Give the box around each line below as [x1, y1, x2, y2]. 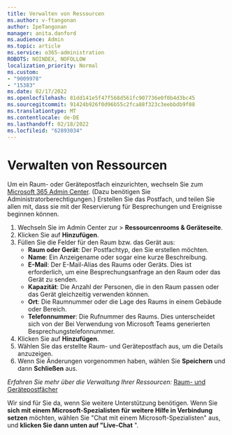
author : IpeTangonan [7, 23, 68, 30]
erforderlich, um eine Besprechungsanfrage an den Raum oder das [27, 268, 221, 277]
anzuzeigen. [17, 350, 54, 358]
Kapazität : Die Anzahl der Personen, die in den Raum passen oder [27, 283, 219, 291]
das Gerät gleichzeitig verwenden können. [27, 290, 150, 299]
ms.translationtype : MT [7, 108, 77, 115]
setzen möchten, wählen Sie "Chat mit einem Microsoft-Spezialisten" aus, [7, 413, 221, 422]
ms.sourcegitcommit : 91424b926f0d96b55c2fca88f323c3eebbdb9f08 [7, 101, 196, 108]
